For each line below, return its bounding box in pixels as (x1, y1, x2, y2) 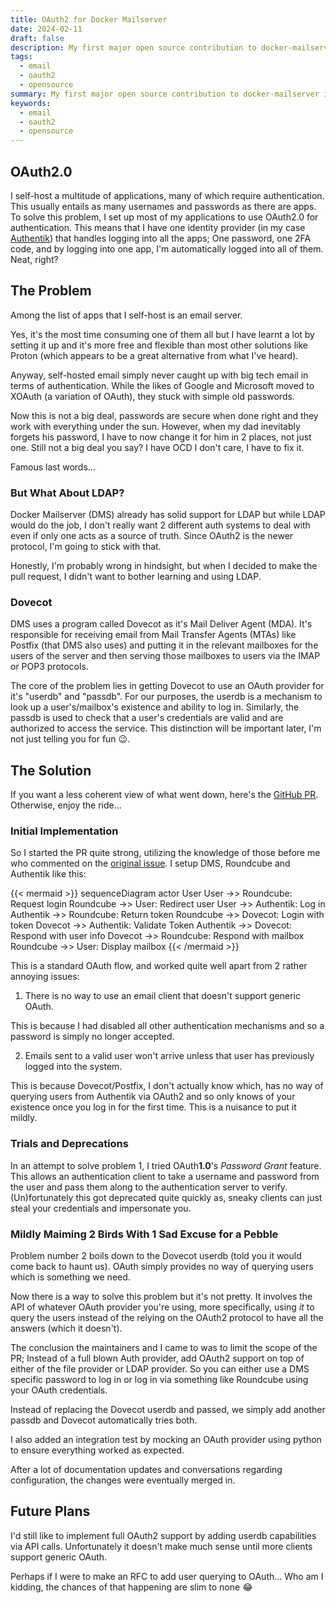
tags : (10, 52, 33, 62)
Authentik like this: (10, 868, 87, 880)
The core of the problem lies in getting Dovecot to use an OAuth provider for (10, 680, 325, 692)
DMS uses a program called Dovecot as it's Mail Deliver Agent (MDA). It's (10, 618, 313, 630)
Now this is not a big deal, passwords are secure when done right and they (10, 409, 319, 421)
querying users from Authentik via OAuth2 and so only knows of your (10, 1091, 296, 1103)
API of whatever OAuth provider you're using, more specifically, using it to (10, 1301, 315, 1313)
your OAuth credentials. (10, 1384, 108, 1396)
